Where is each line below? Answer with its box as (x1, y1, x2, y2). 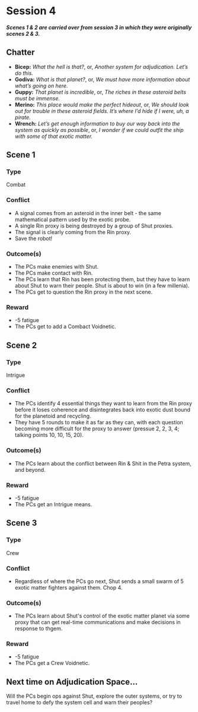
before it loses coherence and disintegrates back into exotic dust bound (14, 406, 191, 414)
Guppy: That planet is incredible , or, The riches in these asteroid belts (14, 88, 187, 96)
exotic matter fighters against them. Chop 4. (14, 584, 123, 591)
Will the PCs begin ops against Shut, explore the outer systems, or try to (6, 692, 183, 700)
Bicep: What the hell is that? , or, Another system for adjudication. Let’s (14, 63, 189, 70)
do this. (14, 70, 34, 77)
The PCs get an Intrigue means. (14, 500, 92, 508)
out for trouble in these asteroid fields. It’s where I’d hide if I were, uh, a (14, 107, 189, 114)
